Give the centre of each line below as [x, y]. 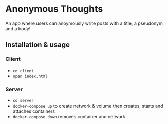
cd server [23, 100]
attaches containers [34, 111]
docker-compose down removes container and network [69, 116]
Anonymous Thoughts [54, 9]
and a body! [18, 28]
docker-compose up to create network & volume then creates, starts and [88, 106]
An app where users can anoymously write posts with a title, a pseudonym [84, 23]
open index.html [30, 76]
